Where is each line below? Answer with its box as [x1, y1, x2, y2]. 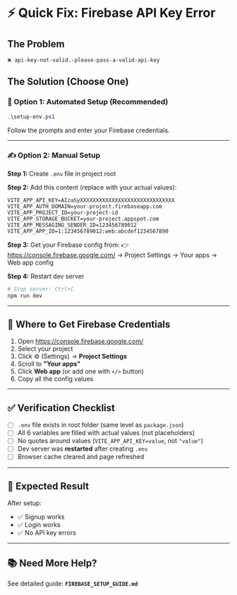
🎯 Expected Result [7, 480, 90, 492]
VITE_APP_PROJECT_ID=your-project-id [7, 209, 119, 216]
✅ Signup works [17, 513, 65, 521]
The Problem [7, 37, 65, 50]
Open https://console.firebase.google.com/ [17, 337, 144, 346]
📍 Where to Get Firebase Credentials [7, 318, 171, 330]
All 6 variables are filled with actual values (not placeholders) [17, 429, 195, 437]
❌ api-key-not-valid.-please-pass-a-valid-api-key [7, 57, 160, 64]
